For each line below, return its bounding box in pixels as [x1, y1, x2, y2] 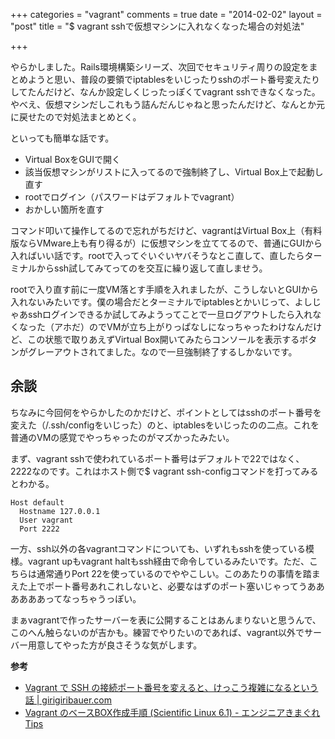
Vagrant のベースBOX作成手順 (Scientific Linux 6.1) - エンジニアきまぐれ [24, 706, 321, 718]
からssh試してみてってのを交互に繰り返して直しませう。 [36, 262, 268, 274]
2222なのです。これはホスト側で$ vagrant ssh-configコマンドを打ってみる [10, 465, 319, 477]
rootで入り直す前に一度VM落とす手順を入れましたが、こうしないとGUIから [10, 284, 319, 295]
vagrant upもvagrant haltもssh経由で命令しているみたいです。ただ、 [27, 555, 310, 567]
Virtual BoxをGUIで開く [24, 154, 121, 165]
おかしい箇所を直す [24, 204, 105, 215]
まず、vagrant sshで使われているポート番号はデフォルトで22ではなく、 [10, 452, 305, 464]
